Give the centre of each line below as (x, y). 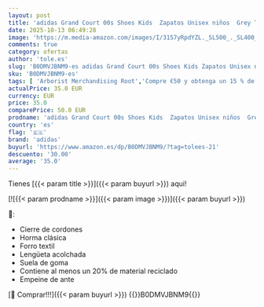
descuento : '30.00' (40, 154)
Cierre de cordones (51, 229)
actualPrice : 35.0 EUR (45, 88)
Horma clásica (43, 238)
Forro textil (37, 246)
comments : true (33, 45)
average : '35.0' (35, 162)
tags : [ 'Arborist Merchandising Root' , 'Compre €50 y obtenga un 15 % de (132, 81)
